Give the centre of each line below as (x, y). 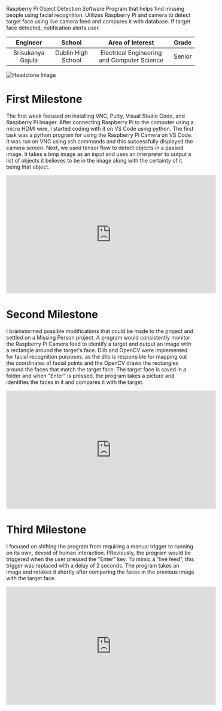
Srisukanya (29, 52)
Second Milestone (52, 315)
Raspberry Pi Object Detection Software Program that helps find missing (95, 9)
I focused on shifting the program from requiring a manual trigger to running (100, 546)
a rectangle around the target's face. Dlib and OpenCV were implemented (97, 350)
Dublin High (72, 52)
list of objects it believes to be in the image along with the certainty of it (94, 160)
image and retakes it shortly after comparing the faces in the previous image (100, 572)
